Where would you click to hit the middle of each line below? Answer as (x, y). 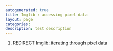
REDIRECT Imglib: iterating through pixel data (60, 43)
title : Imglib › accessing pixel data (46, 15)
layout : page (19, 19)
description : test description (38, 29)
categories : (18, 24)
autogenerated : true (27, 10)
